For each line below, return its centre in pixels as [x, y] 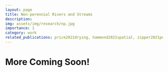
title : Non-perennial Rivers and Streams [49, 14]
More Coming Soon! [47, 62]
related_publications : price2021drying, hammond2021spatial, [70, 38]
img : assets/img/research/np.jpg [40, 24]
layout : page [19, 10]
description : [19, 19]
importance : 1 [20, 28]
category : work [21, 33]
